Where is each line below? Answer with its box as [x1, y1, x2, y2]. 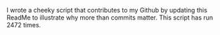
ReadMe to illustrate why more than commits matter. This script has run [6, 13, 214, 22]
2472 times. [6, 21, 41, 29]
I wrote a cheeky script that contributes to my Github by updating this [6, 6, 208, 14]
